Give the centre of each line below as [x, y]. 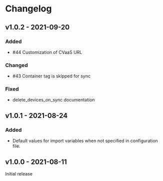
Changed [17, 65]
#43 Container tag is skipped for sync [51, 76]
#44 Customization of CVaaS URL [47, 52]
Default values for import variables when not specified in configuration [85, 141]
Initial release [19, 173]
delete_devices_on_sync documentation [53, 100]
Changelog [28, 9]
